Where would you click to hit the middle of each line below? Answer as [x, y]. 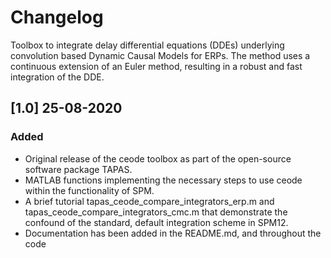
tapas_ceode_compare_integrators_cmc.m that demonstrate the [156, 212]
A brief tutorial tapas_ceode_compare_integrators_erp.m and [149, 201]
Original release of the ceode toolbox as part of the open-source [158, 158]
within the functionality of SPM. [89, 190]
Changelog [57, 17]
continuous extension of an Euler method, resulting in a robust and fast [156, 66]
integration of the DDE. [57, 77]
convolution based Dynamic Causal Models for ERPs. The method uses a [160, 55]
